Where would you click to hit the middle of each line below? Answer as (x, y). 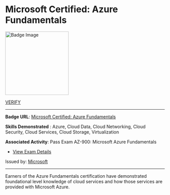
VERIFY (13, 102)
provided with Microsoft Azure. (37, 187)
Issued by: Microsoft (27, 161)
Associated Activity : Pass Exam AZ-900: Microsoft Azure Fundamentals (81, 142)
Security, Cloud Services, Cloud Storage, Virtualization (62, 132)
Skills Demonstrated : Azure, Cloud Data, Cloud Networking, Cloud (75, 126)
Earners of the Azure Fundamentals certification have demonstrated (76, 176)
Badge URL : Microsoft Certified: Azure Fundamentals (61, 117)
